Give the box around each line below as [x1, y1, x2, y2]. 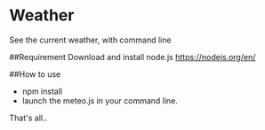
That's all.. [9, 112, 47, 123]
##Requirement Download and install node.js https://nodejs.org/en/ [9, 51, 256, 62]
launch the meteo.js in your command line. [21, 95, 178, 106]
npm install [21, 86, 63, 96]
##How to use [9, 68, 61, 80]
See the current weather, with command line [9, 34, 172, 45]
